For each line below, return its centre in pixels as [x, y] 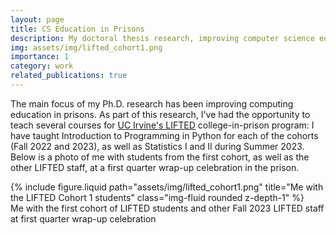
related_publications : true [69, 76]
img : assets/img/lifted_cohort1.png [86, 47]
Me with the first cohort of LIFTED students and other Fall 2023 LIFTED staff [167, 208]
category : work [42, 66]
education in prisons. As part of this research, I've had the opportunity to [160, 114]
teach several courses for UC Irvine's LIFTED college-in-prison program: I [162, 125]
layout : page [37, 19]
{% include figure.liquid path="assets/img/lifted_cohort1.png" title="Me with [167, 187]
